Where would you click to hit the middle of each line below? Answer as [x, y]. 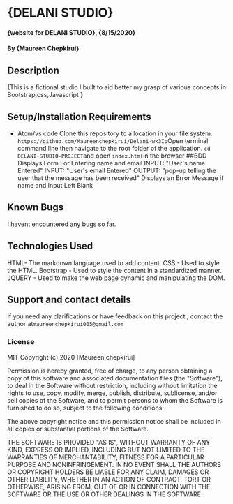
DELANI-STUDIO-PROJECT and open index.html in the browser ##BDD [112, 156]
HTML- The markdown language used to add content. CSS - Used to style [113, 262]
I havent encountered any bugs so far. [62, 224]
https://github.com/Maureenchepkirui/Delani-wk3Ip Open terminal [113, 141]
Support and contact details [69, 300]
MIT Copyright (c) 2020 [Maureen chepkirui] [71, 357]
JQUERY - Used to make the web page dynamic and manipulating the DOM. [116, 278]
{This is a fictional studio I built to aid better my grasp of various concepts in [117, 87]
